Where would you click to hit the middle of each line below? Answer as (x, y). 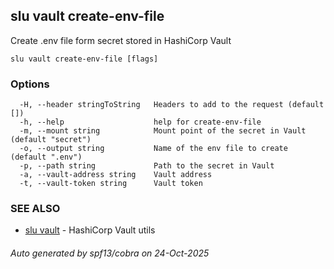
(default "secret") (51, 140)
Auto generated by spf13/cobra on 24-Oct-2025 (110, 253)
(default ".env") (46, 157)
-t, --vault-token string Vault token (111, 184)
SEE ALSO (35, 209)
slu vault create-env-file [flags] (84, 59)
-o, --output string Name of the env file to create (153, 149)
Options (30, 84)
